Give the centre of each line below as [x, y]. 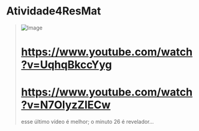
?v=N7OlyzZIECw [66, 105]
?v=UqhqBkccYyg [66, 65]
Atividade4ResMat [54, 11]
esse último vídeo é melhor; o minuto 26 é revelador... [87, 122]
